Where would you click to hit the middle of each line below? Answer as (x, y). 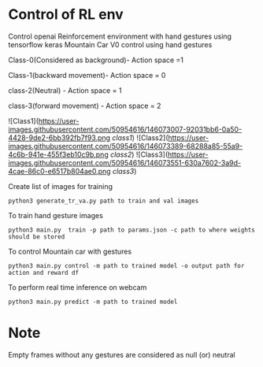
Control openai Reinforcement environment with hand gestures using (120, 36)
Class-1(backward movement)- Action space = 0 (87, 75)
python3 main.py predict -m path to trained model (93, 302)
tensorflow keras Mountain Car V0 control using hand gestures (110, 44)
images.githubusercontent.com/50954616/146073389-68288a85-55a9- (126, 146)
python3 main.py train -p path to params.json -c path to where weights (132, 230)
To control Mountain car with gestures (70, 251)
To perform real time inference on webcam (78, 287)
